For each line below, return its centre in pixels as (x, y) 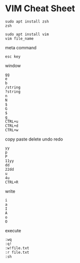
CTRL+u (12, 121)
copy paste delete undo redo (34, 139)
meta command (21, 47)
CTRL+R (12, 182)
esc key (13, 57)
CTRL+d (12, 126)
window (13, 65)
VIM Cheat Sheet (40, 9)
